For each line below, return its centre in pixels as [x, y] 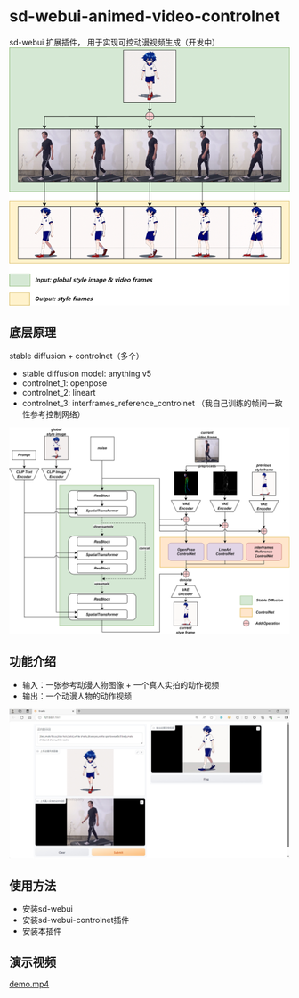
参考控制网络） [57, 414]
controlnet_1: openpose [65, 383]
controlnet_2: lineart [59, 392]
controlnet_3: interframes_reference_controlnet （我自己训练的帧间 [145, 403]
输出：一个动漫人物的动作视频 [77, 696]
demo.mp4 [29, 984]
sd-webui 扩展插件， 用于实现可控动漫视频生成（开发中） [114, 42]
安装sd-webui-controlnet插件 [76, 920]
